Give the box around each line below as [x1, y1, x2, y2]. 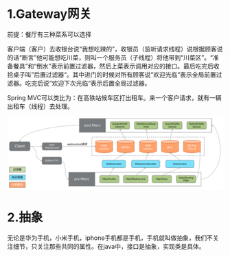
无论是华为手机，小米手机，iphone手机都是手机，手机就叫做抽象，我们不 [7, 234, 214, 242]
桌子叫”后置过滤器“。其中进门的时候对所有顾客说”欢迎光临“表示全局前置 [12, 70, 216, 79]
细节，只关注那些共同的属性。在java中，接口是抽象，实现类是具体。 [12, 243, 205, 251]
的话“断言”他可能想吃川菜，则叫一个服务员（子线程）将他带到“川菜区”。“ [7, 53, 213, 62]
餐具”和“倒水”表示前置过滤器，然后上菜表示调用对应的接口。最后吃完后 [12, 62, 214, 70]
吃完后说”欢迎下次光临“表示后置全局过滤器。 [25, 79, 151, 87]
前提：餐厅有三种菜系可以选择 [7, 30, 91, 38]
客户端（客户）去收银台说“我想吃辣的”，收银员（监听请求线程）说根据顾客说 [7, 45, 223, 53]
